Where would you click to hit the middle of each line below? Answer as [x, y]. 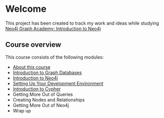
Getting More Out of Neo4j [41, 105]
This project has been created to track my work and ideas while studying [82, 23]
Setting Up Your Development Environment [58, 83]
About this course [32, 67]
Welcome [26, 9]
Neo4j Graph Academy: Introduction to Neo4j [53, 28]
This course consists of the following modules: [55, 57]
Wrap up [22, 110]
